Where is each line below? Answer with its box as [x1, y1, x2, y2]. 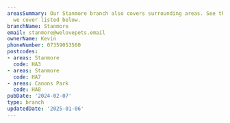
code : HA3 [13, 61, 41, 68]
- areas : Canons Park [7, 80, 69, 87]
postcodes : [7, 49, 38, 55]
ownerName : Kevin [7, 36, 57, 42]
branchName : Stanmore [7, 23, 69, 29]
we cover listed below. [13, 16, 81, 23]
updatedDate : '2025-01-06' [7, 105, 84, 112]
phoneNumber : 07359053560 [7, 42, 81, 49]
